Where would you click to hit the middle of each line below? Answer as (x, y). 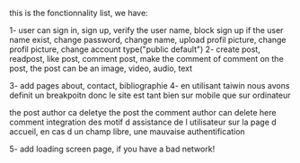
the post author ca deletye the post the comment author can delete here (143, 112)
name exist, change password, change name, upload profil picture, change (148, 40)
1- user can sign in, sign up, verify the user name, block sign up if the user (146, 30)
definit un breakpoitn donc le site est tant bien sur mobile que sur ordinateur (150, 95)
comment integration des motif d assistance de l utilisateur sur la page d (143, 122)
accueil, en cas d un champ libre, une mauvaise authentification (127, 132)
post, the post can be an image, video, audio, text (101, 68)
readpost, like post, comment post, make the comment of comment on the (147, 59)
